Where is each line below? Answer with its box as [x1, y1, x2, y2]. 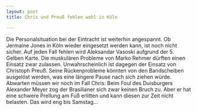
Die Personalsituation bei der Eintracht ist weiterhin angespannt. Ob [6, 35, 172, 43]
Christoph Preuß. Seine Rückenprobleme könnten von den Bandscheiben [6, 67, 185, 74]
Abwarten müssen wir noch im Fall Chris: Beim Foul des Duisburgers [6, 79, 173, 86]
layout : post [6, 8, 38, 15]
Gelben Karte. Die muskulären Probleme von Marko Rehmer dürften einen [6, 54, 186, 61]
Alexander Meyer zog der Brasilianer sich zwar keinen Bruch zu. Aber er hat [6, 86, 191, 93]
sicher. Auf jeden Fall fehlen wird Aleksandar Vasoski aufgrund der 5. [6, 48, 175, 55]
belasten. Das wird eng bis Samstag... [6, 98, 98, 105]
